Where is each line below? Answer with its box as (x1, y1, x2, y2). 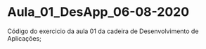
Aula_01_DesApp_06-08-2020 (7, 4, 190, 20)
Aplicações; (7, 34, 42, 42)
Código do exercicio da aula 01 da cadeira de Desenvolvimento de (7, 27, 199, 35)
